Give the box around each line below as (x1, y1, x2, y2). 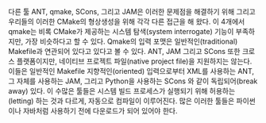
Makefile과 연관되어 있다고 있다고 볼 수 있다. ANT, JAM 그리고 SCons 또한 (8, 47, 241, 56)
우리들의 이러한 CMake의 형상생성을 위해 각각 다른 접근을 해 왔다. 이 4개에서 (8, 17, 245, 26)
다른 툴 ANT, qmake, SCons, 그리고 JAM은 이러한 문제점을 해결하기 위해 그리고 (8, 7, 256, 16)
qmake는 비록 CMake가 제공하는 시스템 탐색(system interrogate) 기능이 (8, 27, 234, 36)
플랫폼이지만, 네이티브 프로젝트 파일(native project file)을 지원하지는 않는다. (16, 56, 253, 66)
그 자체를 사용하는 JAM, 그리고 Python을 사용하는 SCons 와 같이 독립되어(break (8, 76, 258, 86)
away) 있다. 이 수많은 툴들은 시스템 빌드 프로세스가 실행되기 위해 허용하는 (8, 86, 236, 95)
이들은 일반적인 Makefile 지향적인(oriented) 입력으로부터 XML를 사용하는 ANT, (8, 67, 255, 75)
